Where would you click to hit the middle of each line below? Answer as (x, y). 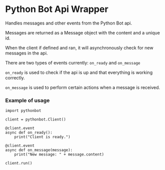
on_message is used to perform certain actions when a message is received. (83, 87)
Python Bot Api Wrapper (57, 9)
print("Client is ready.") (42, 137)
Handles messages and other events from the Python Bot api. (69, 23)
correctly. (15, 77)
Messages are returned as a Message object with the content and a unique (83, 32)
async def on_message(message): (39, 150)
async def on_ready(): (29, 133)
